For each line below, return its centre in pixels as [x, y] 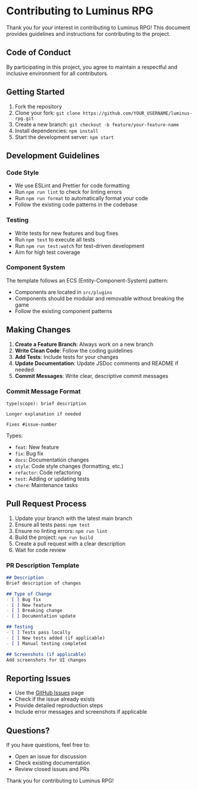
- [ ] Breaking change [34, 611]
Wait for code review [40, 550]
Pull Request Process [47, 504]
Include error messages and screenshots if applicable [81, 712]
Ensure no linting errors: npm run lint [61, 531]
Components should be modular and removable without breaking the [99, 298]
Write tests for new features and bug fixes [66, 233]
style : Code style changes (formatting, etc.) [69, 466]
